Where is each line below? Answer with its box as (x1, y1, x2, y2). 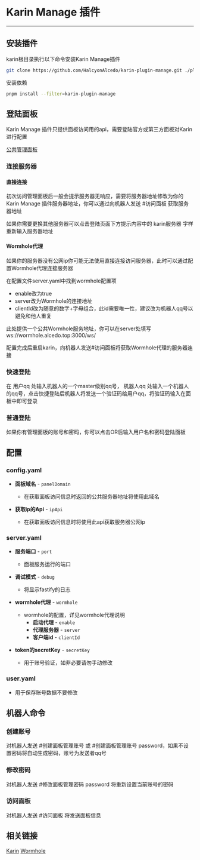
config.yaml (6, 466, 42, 474)
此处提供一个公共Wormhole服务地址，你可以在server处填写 (6, 325, 152, 332)
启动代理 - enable (32, 619, 76, 626)
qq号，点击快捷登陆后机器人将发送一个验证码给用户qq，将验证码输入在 (11, 389, 186, 397)
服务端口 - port (14, 548, 52, 555)
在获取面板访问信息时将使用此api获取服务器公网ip (23, 518, 146, 526)
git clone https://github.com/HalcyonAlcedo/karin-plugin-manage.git (6, 67, 183, 73)
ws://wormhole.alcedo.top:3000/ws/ (6, 331, 96, 339)
